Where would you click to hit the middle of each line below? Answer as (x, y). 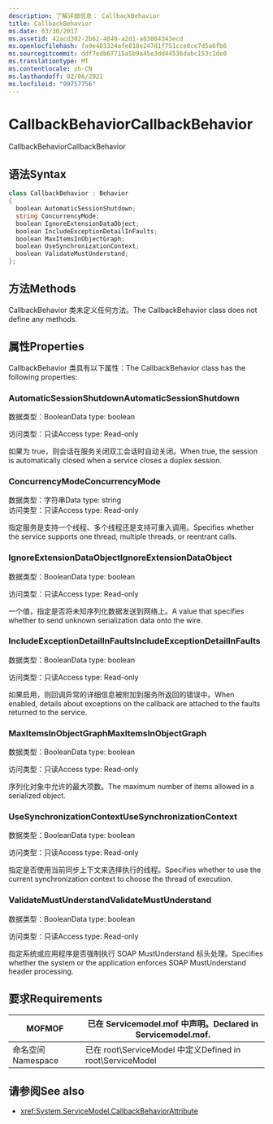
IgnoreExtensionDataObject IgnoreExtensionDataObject (121, 558)
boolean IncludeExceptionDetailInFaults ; (87, 231)
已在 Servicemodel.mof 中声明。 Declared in (173, 1023)
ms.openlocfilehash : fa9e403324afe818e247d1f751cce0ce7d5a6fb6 (118, 46)
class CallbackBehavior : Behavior (69, 193)
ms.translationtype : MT (49, 62)
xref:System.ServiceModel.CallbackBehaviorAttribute (109, 1111)
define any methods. (43, 319)
